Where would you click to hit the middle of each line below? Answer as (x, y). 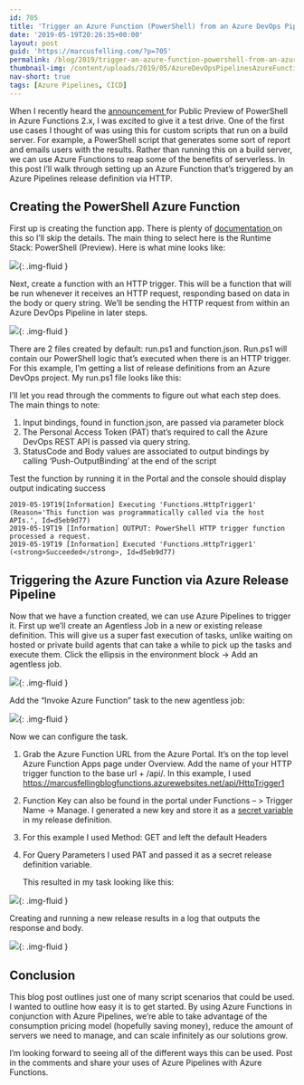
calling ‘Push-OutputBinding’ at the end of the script (119, 461)
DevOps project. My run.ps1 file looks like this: (95, 378)
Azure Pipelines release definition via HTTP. (91, 178)
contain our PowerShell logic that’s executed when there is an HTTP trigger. (150, 359)
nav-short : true (40, 77)
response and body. (47, 928)
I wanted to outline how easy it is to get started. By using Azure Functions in (151, 1007)
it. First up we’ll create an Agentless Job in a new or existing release (136, 626)
